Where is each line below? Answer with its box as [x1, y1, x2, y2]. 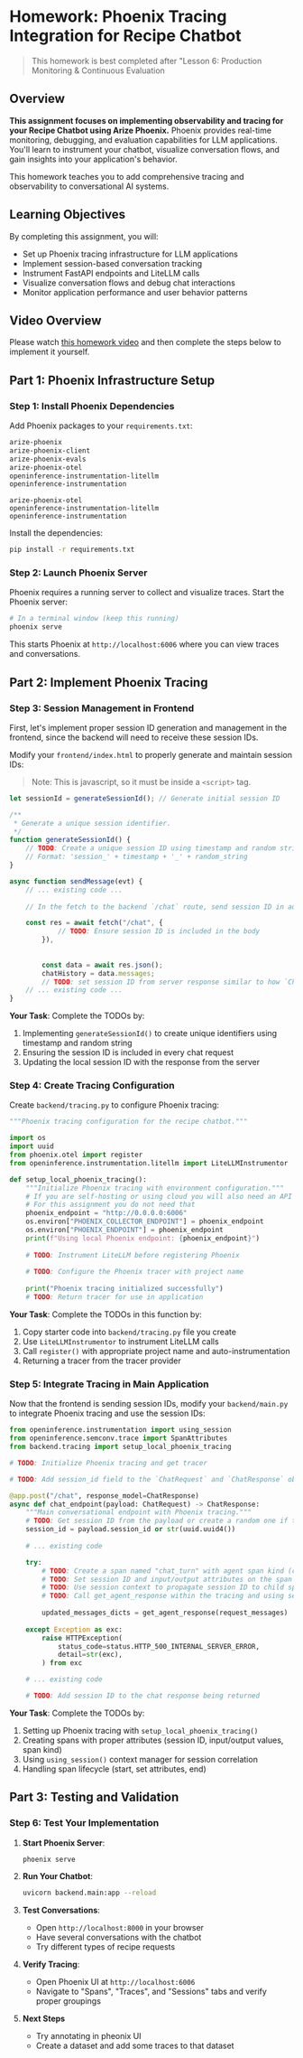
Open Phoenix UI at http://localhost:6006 [35, 1977, 196, 1988]
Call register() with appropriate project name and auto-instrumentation [22, 1345, 290, 1356]
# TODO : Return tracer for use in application [25, 1293, 204, 1302]
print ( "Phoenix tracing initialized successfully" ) [25, 1285, 224, 1294]
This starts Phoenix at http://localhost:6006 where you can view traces [9, 639, 280, 650]
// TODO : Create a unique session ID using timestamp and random [25, 844, 277, 853]
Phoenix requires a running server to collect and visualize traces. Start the [9, 587, 285, 598]
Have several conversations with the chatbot [35, 1932, 202, 1943]
